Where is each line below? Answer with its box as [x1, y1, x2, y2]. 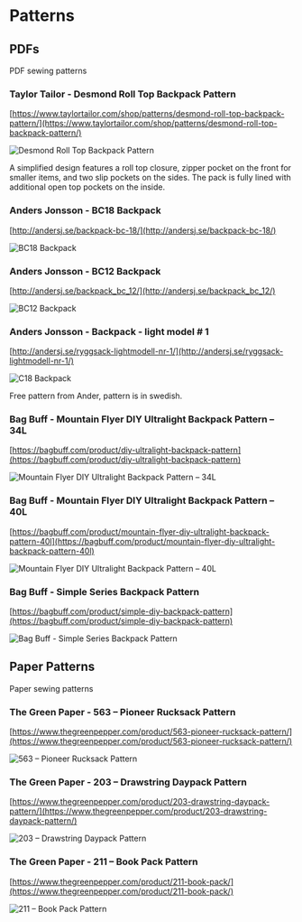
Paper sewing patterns [9, 683, 94, 694]
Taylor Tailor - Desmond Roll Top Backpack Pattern [9, 88, 236, 100]
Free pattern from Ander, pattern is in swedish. [9, 390, 183, 402]
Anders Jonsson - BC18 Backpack [9, 204, 161, 217]
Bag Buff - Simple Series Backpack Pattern [9, 585, 200, 598]
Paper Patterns [9, 659, 96, 675]
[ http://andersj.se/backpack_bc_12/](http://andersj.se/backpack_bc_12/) [9, 285, 276, 296]
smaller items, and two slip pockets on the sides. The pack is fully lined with [9, 172, 291, 183]
